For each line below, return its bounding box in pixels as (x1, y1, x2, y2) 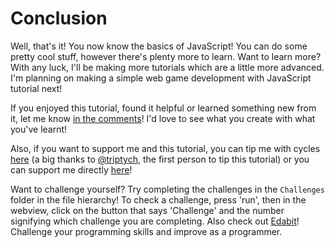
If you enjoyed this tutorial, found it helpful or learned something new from (10, 102, 317, 114)
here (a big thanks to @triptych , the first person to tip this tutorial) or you (10, 153, 310, 165)
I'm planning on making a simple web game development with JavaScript (10, 72, 312, 84)
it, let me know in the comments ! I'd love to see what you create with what (10, 112, 316, 124)
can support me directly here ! (10, 163, 133, 176)
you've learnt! (10, 123, 68, 135)
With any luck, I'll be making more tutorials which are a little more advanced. (10, 61, 325, 73)
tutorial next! (10, 82, 63, 94)
